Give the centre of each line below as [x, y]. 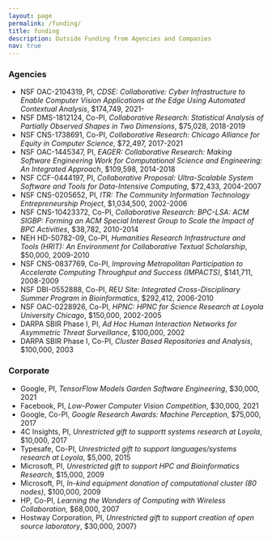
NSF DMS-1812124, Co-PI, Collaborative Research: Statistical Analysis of [142, 117]
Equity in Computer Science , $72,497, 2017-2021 [102, 143]
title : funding [34, 31]
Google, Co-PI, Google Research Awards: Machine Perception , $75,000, [140, 414]
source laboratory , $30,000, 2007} [79, 526]
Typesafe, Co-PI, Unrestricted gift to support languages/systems [128, 448]
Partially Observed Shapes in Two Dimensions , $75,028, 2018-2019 [132, 126]
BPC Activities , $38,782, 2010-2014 [79, 229]
